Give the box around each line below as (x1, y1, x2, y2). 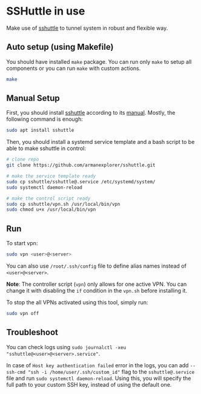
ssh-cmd (6, 369, 26, 375)
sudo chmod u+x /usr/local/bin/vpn (6, 206, 96, 213)
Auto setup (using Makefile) (6, 42, 114, 52)
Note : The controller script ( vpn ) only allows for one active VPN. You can (6, 280, 187, 288)
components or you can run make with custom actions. (6, 64, 141, 72)
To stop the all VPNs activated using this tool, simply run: (6, 299, 148, 306)
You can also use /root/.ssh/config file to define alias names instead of (6, 262, 186, 270)
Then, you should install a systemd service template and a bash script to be (6, 138, 195, 146)
